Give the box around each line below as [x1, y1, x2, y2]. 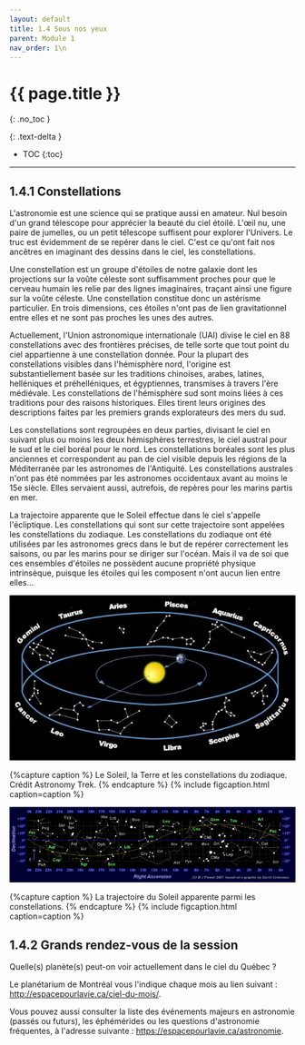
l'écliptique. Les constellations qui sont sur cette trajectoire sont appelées [9, 519, 285, 530]
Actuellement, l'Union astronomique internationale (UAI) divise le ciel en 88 [9, 330, 290, 340]
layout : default [9, 15, 71, 24]
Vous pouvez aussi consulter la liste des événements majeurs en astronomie [9, 1006, 295, 1017]
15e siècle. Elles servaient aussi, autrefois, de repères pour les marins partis [9, 482, 293, 493]
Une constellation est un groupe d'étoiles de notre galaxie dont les [9, 264, 258, 274]
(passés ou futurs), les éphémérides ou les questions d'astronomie [9, 1016, 261, 1027]
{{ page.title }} [9, 84, 122, 104]
